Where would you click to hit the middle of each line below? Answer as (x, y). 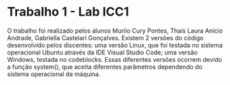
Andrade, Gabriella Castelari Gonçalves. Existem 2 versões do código (105, 37)
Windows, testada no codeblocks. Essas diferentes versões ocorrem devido (115, 59)
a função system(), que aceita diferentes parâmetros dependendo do (105, 67)
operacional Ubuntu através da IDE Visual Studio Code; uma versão (102, 52)
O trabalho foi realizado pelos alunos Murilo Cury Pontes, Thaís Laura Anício (115, 31)
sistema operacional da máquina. (54, 74)
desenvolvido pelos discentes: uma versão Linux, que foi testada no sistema (115, 45)
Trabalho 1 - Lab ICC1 (68, 12)
